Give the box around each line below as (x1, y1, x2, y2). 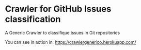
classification (5, 14, 61, 25)
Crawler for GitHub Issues (5, 3, 111, 15)
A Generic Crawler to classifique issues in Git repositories (5, 30, 120, 35)
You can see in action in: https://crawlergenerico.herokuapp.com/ (5, 39, 137, 45)
